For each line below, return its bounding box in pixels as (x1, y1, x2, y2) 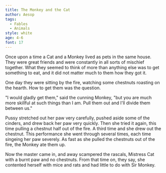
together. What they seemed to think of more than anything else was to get (5, 64, 159, 70)
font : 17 (5, 40, 23, 45)
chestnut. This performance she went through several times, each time (5, 131, 151, 137)
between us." (5, 105, 32, 111)
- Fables (9, 21, 28, 27)
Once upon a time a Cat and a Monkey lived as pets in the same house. (5, 54, 151, 60)
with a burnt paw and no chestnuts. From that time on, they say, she (5, 156, 145, 162)
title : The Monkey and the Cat (5, 7, 70, 13)
